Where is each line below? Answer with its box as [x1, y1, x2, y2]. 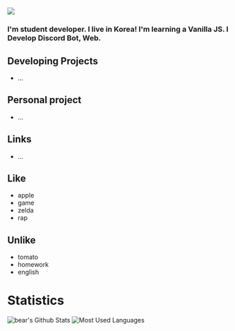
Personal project [7, 94, 82, 106]
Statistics [7, 293, 65, 308]
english [17, 268, 40, 277]
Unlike [7, 234, 37, 246]
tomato [17, 253, 39, 261]
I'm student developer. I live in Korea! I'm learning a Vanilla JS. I [7, 25, 229, 35]
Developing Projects [7, 55, 99, 67]
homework [17, 260, 49, 269]
